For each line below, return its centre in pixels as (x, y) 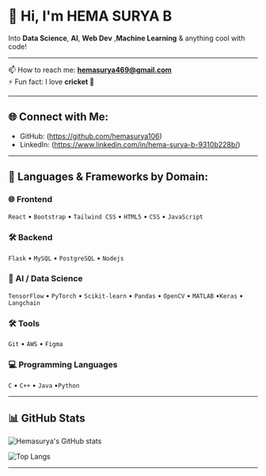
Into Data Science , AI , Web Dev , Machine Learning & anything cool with (127, 38)
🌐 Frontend (30, 200)
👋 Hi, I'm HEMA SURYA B (90, 16)
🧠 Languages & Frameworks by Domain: (108, 177)
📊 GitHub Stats (47, 419)
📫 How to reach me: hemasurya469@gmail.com (90, 70)
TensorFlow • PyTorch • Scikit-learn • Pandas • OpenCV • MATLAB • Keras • (126, 295)
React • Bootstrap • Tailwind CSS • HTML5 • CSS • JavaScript (106, 216)
